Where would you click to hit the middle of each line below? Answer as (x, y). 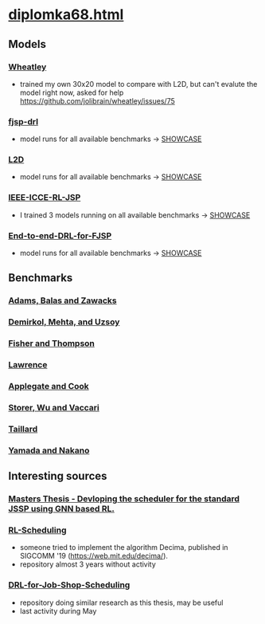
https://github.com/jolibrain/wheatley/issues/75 (97, 100)
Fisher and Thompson (52, 343)
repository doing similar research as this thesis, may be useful (121, 602)
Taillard (23, 429)
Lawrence (28, 365)
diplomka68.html (66, 15)
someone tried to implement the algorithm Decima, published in (124, 547)
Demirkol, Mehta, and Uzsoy (64, 322)
